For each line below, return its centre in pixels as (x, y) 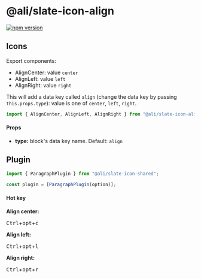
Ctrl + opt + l (22, 246)
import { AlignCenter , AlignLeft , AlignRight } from (73, 114)
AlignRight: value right (43, 85)
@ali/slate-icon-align (60, 11)
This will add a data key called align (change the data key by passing (92, 96)
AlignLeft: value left (40, 78)
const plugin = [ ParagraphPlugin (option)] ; (61, 184)
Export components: (31, 60)
